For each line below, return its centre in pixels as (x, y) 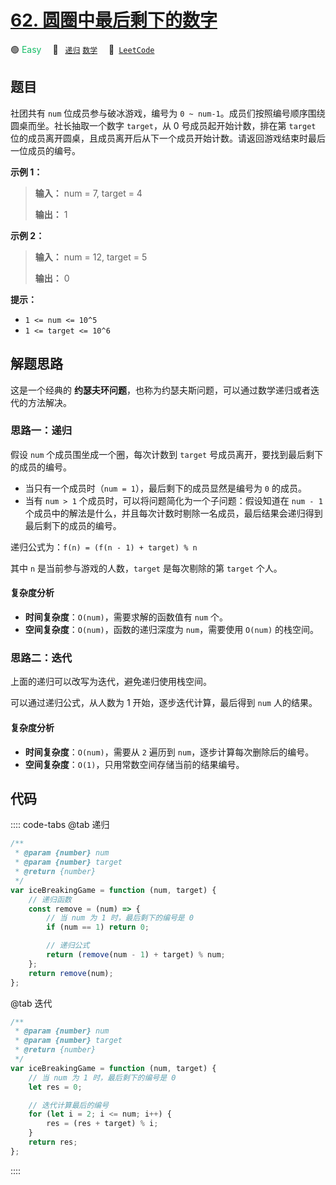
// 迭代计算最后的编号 (69, 1105)
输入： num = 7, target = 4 (88, 193)
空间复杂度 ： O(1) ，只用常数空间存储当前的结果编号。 (134, 764)
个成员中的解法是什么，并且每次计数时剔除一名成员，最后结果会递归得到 (173, 513)
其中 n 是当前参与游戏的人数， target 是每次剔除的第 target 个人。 (146, 568)
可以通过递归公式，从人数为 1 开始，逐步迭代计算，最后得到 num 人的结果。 (164, 703)
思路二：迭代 (41, 658)
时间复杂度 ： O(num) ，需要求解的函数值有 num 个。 (126, 617)
